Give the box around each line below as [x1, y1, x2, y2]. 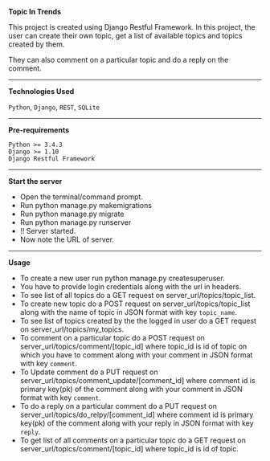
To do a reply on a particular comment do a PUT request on [19, 402, 217, 410]
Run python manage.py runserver [19, 218, 132, 227]
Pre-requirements [8, 125, 70, 135]
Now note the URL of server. [19, 235, 115, 244]
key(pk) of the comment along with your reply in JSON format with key [19, 418, 255, 428]
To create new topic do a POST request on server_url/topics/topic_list [19, 299, 251, 308]
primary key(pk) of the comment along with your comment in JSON [19, 385, 243, 394]
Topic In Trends [8, 7, 62, 16]
